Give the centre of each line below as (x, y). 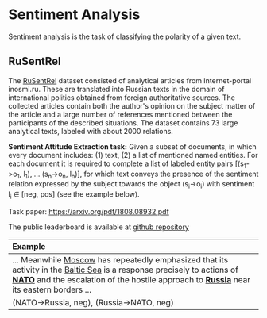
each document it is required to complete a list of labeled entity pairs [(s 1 (127, 164)
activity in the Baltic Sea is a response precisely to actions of (125, 270)
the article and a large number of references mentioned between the (120, 114)
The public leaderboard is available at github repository (99, 227)
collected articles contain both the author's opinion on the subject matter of (132, 105)
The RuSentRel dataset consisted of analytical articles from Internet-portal (130, 80)
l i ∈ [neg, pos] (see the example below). (74, 195)
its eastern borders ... (52, 289)
